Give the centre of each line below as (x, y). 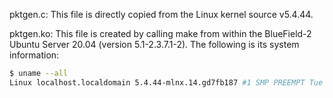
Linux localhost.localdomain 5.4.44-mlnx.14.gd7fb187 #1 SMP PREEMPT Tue (166, 82)
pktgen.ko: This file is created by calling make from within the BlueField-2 (160, 33)
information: (34, 55)
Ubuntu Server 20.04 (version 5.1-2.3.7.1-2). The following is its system (154, 44)
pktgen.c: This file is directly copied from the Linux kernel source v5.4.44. (161, 14)
